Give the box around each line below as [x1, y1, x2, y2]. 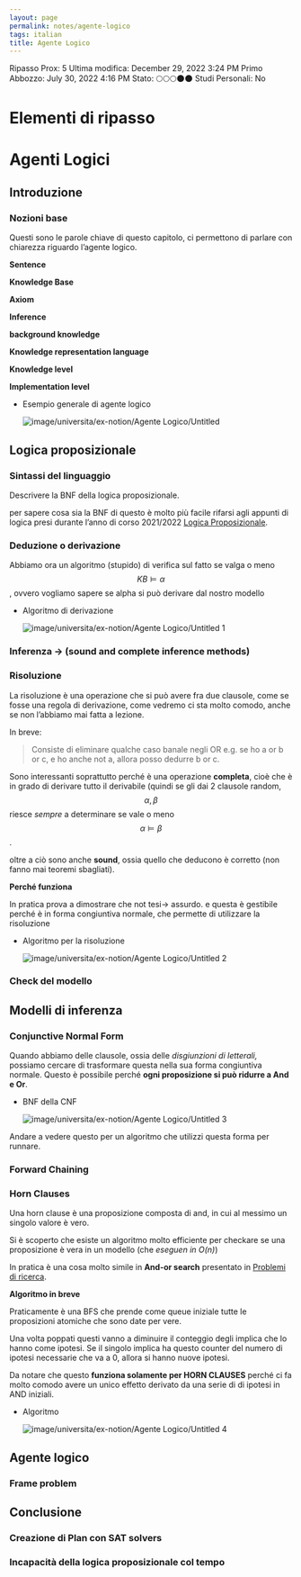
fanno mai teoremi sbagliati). [9, 863, 115, 874]
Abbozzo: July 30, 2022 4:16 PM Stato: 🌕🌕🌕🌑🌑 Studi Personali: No [9, 73, 267, 84]
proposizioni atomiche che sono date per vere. [9, 1316, 182, 1327]
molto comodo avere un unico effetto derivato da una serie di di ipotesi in [9, 1379, 280, 1391]
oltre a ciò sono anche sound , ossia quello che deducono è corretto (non [9, 854, 280, 865]
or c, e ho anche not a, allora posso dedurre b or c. [31, 753, 220, 764]
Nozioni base [9, 212, 68, 224]
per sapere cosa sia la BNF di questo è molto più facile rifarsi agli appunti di [9, 508, 289, 518]
